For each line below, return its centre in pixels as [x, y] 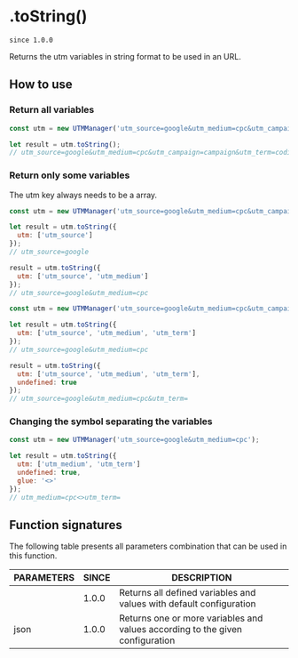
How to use [41, 85]
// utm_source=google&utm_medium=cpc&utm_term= [99, 399]
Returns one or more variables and [191, 618]
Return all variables [52, 110]
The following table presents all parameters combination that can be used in [148, 546]
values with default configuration [188, 604]
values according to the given [180, 630]
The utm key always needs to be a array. [83, 195]
